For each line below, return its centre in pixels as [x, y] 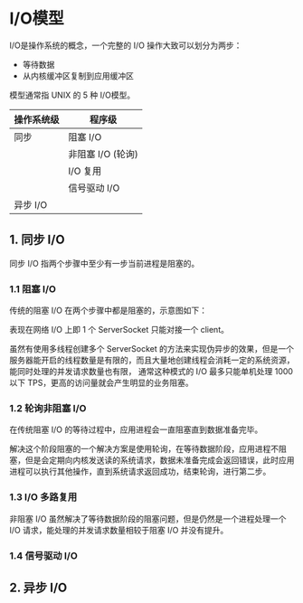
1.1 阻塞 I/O [33, 288]
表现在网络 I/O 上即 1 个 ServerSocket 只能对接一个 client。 [119, 330]
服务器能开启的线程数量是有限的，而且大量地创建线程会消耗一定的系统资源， [152, 360]
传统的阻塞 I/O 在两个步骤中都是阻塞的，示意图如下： [109, 311]
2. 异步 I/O [38, 587]
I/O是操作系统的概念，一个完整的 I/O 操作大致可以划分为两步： [126, 45]
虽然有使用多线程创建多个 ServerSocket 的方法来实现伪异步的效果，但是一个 [152, 349]
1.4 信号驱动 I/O [44, 555]
